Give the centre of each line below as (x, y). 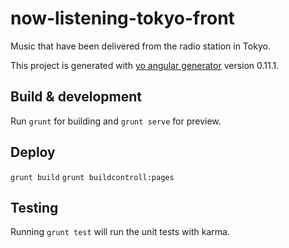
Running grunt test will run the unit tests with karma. (120, 232)
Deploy (33, 152)
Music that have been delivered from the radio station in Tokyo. (140, 46)
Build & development (76, 97)
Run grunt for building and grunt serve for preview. (116, 121)
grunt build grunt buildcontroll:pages (92, 177)
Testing (34, 207)
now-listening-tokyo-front (122, 18)
